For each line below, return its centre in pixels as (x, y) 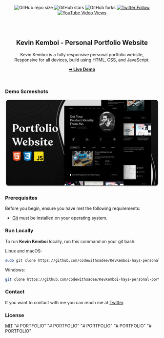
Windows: (15, 270)
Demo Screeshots (27, 91)
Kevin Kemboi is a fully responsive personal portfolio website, (82, 54)
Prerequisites (21, 198)
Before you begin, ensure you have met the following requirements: (73, 208)
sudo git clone (20, 260)
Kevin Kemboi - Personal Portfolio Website (82, 43)
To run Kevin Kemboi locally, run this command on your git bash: (70, 241)
